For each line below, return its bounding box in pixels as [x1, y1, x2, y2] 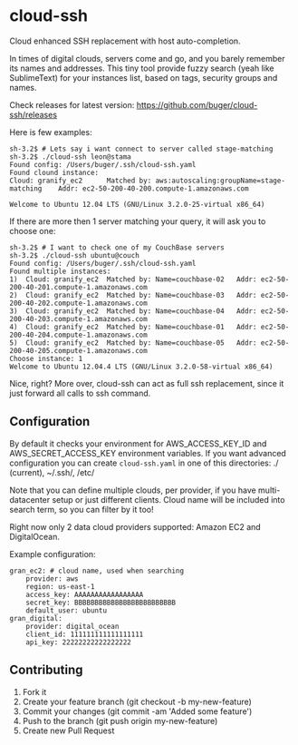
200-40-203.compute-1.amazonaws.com [9, 314, 148, 323]
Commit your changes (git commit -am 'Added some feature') [22, 705, 253, 717]
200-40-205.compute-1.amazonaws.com [9, 346, 148, 355]
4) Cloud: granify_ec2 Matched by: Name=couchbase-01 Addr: [9, 322, 257, 331]
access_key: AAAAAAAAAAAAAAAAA [25, 590, 144, 599]
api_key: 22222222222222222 [25, 637, 131, 647]
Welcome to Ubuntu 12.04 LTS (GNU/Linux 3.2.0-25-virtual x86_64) [9, 200, 265, 209]
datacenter [9, 494, 51, 505]
